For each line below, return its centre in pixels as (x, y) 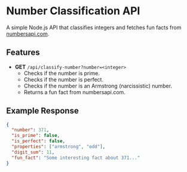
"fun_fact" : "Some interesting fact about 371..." (76, 158)
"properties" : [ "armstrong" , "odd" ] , (59, 147)
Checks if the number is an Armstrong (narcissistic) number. (98, 86)
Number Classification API (73, 11)
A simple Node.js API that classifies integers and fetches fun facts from (94, 27)
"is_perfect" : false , (39, 141)
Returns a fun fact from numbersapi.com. (74, 92)
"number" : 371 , (30, 130)
